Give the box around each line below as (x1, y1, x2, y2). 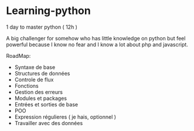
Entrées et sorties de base (14, 101, 78, 108)
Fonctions (14, 82, 39, 89)
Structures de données (14, 70, 70, 77)
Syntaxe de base (14, 63, 56, 71)
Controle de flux (14, 76, 54, 83)
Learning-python (6, 4, 91, 18)
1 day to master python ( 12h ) (6, 23, 78, 30)
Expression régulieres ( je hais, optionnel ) (14, 113, 116, 120)
